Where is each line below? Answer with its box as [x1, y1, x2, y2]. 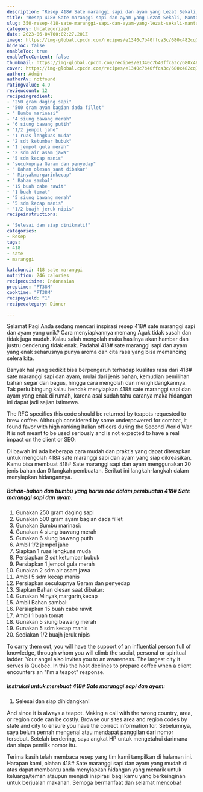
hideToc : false [7, 43, 45, 49]
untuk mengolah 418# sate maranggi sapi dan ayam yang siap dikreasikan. [7, 454, 192, 462]
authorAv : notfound [7, 76, 56, 82]
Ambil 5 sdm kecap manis [15, 573, 80, 581]
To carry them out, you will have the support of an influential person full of [7, 643, 192, 650]
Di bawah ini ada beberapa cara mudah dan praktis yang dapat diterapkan [7, 448, 191, 455]
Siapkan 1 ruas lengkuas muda [15, 548, 92, 555]
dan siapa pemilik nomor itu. [7, 742, 77, 749]
